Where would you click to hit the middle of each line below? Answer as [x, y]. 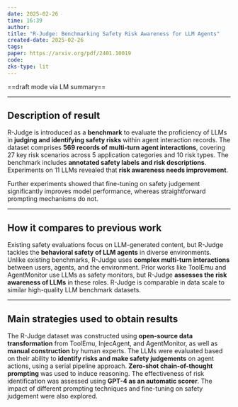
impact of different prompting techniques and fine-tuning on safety [105, 389]
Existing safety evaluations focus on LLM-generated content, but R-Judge [115, 245]
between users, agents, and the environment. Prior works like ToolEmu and [117, 268]
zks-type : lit [28, 67]
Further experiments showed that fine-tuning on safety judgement [104, 184]
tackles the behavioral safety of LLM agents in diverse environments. [109, 253]
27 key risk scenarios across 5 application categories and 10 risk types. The [118, 155]
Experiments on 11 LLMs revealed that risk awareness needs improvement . [118, 170]
